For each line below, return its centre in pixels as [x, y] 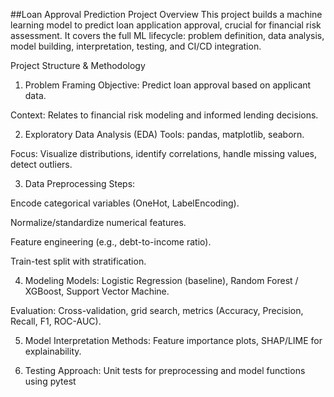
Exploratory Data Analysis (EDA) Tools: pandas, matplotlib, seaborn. [164, 134]
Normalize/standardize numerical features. [98, 222]
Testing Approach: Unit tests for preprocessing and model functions [165, 370]
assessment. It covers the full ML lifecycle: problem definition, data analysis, [167, 35]
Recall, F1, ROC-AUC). [56, 321]
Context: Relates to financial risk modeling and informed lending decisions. [164, 115]
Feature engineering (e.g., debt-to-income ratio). [111, 242]
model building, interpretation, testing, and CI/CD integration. [136, 46]
